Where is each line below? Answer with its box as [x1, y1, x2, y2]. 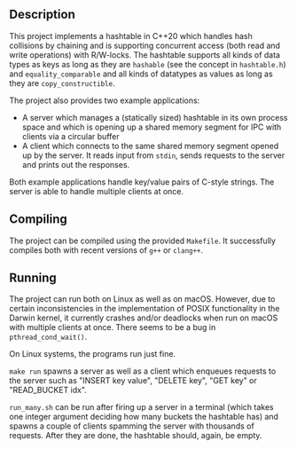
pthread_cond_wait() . [9, 332, 88, 343]
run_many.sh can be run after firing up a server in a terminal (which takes [9, 402, 274, 413]
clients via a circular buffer [21, 130, 120, 141]
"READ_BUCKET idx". [9, 385, 87, 396]
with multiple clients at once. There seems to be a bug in [9, 322, 216, 333]
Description [9, 7, 75, 22]
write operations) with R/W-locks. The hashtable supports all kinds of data [9, 49, 281, 60]
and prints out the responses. [21, 159, 130, 169]
